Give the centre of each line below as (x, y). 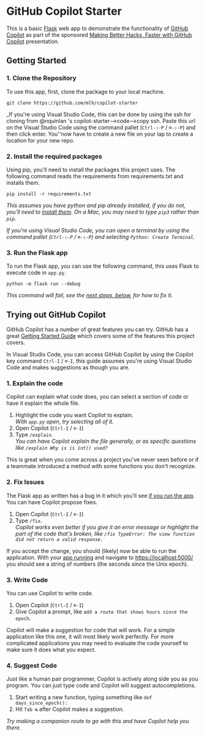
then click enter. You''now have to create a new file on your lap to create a (100, 134)
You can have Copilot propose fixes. (52, 502)
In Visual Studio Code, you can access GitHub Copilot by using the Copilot (100, 354)
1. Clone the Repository (41, 78)
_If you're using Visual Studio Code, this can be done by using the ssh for (99, 114)
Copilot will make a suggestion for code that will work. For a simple (91, 630)
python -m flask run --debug (43, 284)
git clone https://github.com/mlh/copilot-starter (72, 103)
